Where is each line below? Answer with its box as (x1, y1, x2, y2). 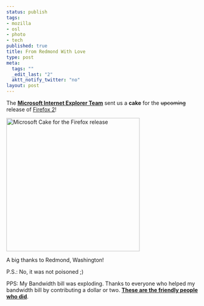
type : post (6, 54, 34, 60)
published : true (6, 43, 47, 49)
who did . (6, 293, 29, 300)
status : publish (6, 9, 47, 15)
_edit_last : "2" (12, 71, 53, 77)
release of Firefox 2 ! (6, 106, 57, 113)
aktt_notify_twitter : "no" (12, 77, 80, 83)
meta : (6, 60, 20, 66)
